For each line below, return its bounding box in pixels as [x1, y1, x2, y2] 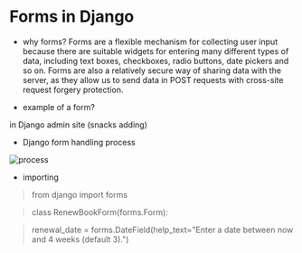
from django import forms [31, 189, 128, 200]
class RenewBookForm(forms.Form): [31, 206, 169, 218]
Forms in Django [9, 6, 135, 27]
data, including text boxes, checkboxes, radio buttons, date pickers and [22, 55, 289, 66]
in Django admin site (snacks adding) [9, 119, 147, 130]
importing [22, 172, 59, 183]
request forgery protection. [22, 84, 124, 95]
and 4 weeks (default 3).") [31, 233, 129, 245]
